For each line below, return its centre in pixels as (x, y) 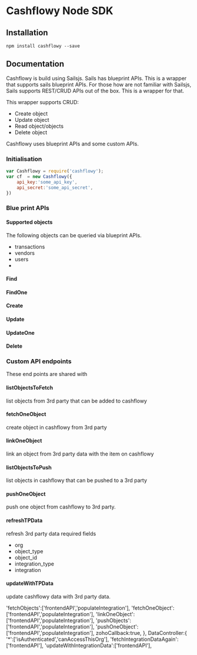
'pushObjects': (113, 620)
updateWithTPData (30, 583)
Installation (27, 33)
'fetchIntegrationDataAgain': (144, 639)
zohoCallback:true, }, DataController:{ (141, 633)
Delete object (31, 132)
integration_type (34, 564)
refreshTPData (24, 521)
